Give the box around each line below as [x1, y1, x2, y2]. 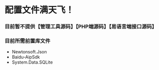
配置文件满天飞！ [4, 4, 75, 16]
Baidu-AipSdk [11, 54, 40, 60]
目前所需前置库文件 [4, 38, 51, 45]
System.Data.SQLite [11, 59, 53, 65]
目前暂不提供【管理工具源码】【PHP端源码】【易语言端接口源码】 [4, 23, 157, 30]
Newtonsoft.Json [11, 49, 47, 55]
